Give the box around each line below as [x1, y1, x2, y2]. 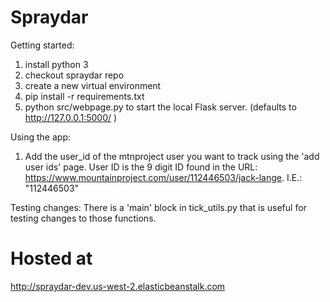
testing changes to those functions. [10, 212, 157, 224]
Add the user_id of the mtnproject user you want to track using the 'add [24, 150, 320, 162]
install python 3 [24, 58, 89, 70]
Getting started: [10, 39, 75, 51]
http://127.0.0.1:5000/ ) [24, 111, 118, 123]
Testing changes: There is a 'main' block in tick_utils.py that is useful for [10, 201, 307, 213]
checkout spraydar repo [24, 69, 125, 81]
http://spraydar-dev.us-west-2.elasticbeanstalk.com [10, 280, 226, 292]
